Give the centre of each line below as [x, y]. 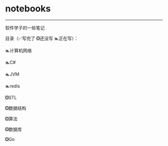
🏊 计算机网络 [18, 50]
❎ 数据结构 [16, 108]
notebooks [28, 9]
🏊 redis [12, 86]
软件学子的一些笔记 [25, 27]
